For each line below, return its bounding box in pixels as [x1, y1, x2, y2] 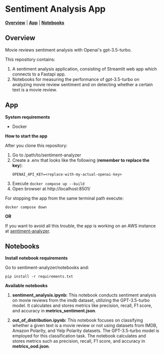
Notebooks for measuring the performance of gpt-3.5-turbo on [12, 76, 140, 82]
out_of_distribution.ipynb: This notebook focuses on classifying [12, 317, 143, 323]
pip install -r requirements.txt [5, 274, 73, 279]
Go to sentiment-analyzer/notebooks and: [5, 265, 90, 271]
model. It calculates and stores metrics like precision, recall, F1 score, [12, 303, 153, 308]
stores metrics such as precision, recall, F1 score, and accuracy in [12, 338, 145, 344]
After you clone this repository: [5, 142, 68, 148]
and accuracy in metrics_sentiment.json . [12, 308, 96, 314]
